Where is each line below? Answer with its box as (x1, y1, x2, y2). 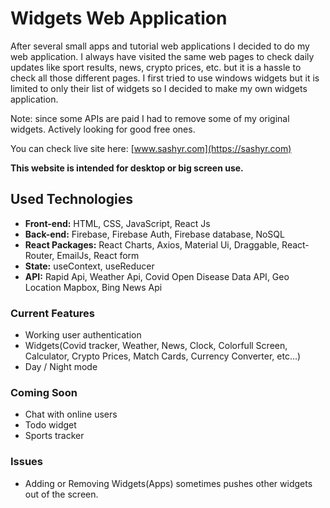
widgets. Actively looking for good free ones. (10, 123, 196, 135)
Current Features (10, 306, 96, 320)
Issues (10, 455, 44, 469)
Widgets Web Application (10, 7, 228, 30)
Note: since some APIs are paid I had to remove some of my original (10, 112, 290, 124)
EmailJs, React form (56, 249, 140, 261)
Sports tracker (24, 430, 85, 442)
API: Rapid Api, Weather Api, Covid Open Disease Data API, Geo (24, 270, 290, 282)
